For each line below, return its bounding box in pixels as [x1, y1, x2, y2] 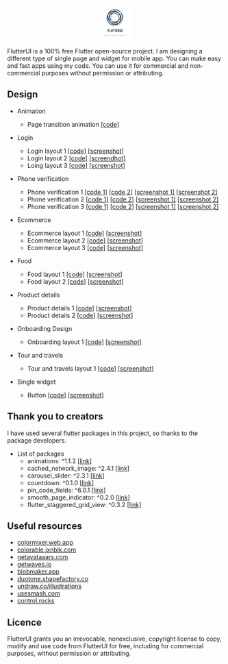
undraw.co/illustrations [16, 582, 82, 591]
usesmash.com [16, 589, 60, 598]
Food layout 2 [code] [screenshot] [27, 277, 124, 286]
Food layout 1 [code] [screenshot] [27, 270, 123, 278]
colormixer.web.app [16, 539, 74, 547]
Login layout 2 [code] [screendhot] [27, 153, 126, 162]
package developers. [7, 436, 67, 444]
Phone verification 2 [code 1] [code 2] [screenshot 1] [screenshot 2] [27, 195, 219, 204]
